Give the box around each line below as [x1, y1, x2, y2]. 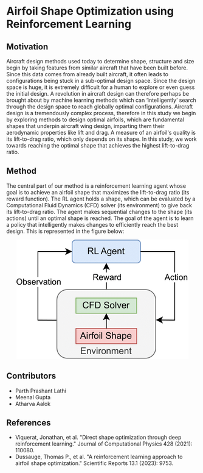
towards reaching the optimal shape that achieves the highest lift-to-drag [6, 142, 190, 149]
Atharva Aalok [15, 400, 50, 407]
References [6, 418, 51, 428]
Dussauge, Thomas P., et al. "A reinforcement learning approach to [15, 453, 183, 461]
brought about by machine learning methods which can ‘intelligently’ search [6, 96, 196, 104]
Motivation [6, 41, 49, 52]
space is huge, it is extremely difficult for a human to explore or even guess [6, 84, 195, 91]
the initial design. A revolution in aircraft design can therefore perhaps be [6, 90, 190, 97]
